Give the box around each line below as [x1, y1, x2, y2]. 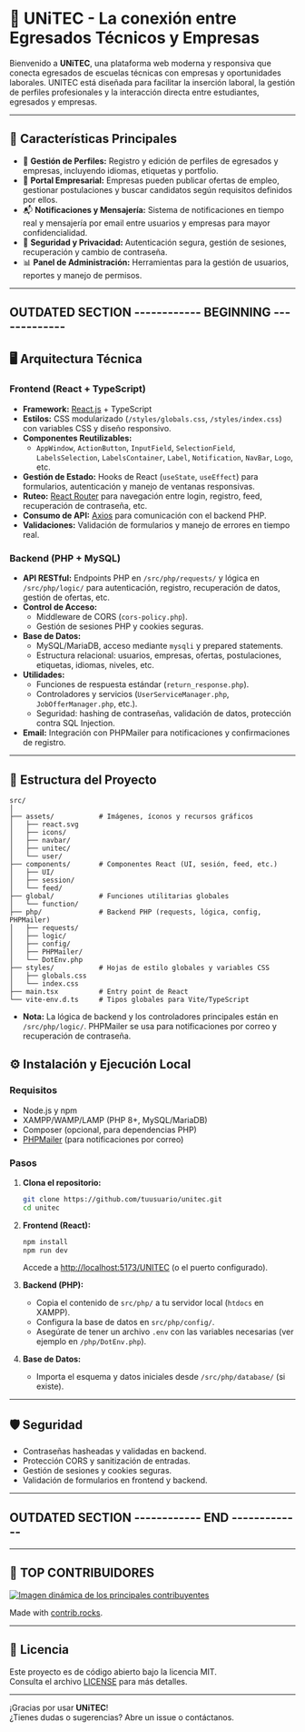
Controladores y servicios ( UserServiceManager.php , [35, 689, 230, 700]
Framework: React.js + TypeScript [22, 403, 152, 414]
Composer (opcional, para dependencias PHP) [22, 1124, 197, 1135]
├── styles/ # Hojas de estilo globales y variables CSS [9, 963, 271, 972]
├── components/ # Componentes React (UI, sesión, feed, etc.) [9, 859, 279, 868]
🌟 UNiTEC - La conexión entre [9, 8, 237, 29]
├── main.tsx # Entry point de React [9, 987, 189, 996]
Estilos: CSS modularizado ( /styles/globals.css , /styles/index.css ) [22, 413, 283, 424]
